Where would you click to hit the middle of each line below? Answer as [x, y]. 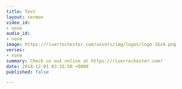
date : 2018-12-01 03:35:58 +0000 [47, 66]
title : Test [21, 11]
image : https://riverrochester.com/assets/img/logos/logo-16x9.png [91, 45]
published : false [28, 72]
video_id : [18, 22]
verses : [16, 50]
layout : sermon [25, 17]
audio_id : [18, 34]
